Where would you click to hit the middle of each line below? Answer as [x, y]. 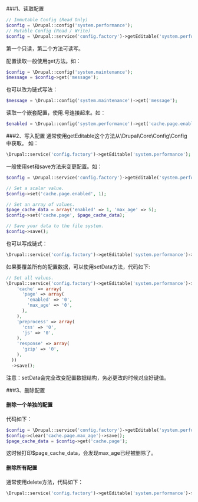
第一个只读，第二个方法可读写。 [45, 48]
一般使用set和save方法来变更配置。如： [54, 166]
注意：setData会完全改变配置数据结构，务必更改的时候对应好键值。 [88, 378]
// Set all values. [30, 278]
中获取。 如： [22, 143]
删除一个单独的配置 [29, 405]
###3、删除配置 [26, 390]
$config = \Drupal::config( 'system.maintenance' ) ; [70, 72]
